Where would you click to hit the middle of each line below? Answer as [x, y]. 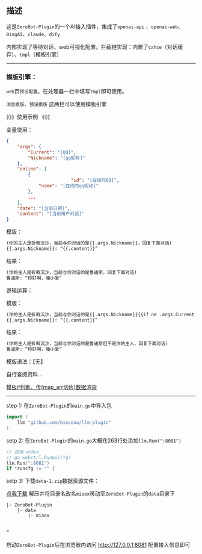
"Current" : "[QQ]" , [52, 152]
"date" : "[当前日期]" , [44, 208]
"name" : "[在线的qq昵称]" [69, 186]
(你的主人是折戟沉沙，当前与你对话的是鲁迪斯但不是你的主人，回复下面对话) [87, 344]
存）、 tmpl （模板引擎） [34, 54]
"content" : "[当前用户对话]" [51, 214]
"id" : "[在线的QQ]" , [95, 180]
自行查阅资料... [25, 375]
